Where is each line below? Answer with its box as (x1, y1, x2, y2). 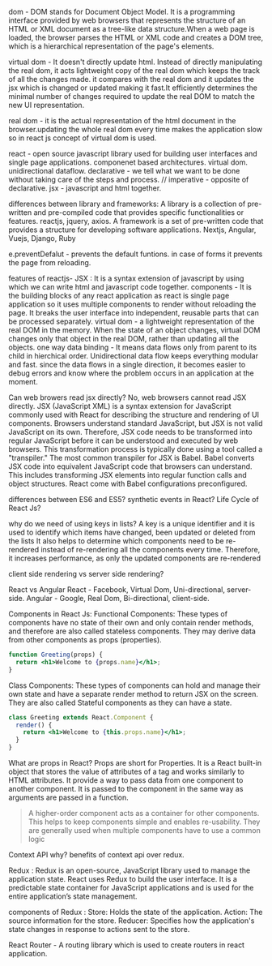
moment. (8, 377, 38, 386)
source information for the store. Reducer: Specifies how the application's (8, 916, 255, 925)
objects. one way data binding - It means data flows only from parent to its (8, 342, 257, 352)
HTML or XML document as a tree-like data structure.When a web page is (8, 24, 255, 33)
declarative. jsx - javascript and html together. (8, 183, 162, 193)
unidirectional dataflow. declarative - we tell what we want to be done (8, 166, 240, 175)
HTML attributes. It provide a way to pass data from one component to (8, 775, 244, 785)
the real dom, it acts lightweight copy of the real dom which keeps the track (8, 66, 261, 75)
